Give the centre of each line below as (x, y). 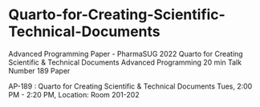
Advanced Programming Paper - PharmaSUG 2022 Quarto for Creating (126, 53)
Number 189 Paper (39, 70)
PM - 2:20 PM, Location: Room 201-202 (74, 94)
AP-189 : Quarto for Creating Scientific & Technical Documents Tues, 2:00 (130, 86)
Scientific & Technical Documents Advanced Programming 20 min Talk (125, 62)
